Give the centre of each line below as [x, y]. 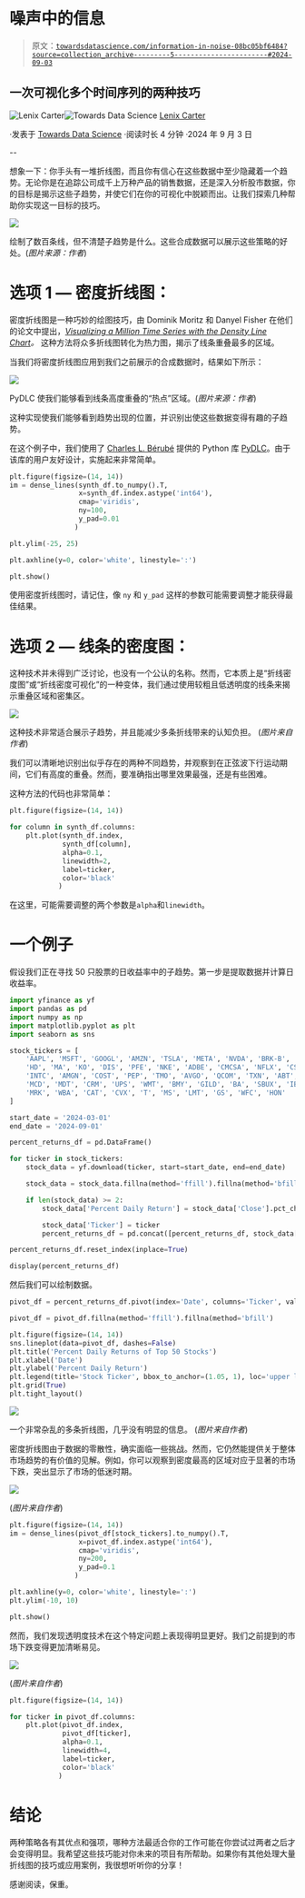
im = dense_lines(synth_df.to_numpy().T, [89, 485]
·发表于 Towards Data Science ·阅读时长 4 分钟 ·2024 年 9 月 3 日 [131, 134]
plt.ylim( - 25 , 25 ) [44, 543]
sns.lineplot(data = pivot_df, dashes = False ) [93, 1343]
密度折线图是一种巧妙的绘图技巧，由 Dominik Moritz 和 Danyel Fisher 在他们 [151, 320]
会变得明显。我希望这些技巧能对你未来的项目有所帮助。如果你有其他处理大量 [152, 1853]
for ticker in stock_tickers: [67, 1159]
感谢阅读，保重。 [41, 1884]
